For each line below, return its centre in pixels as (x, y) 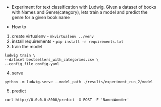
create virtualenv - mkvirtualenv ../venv (52, 36)
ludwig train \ (20, 55)
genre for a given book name (41, 17)
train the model (27, 46)
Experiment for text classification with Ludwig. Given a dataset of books (84, 7)
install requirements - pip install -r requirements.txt (68, 41)
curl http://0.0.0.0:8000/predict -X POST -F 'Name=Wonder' (67, 100)
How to (19, 27)
